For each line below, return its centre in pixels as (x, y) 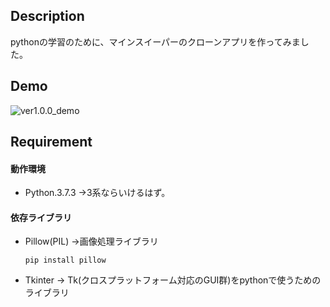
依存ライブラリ (41, 217)
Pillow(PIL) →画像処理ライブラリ (91, 241)
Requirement (51, 142)
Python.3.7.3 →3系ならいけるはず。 (97, 193)
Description (47, 16)
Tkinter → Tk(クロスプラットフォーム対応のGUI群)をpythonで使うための (173, 280)
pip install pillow (65, 260)
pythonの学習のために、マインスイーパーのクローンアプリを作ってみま (155, 41)
